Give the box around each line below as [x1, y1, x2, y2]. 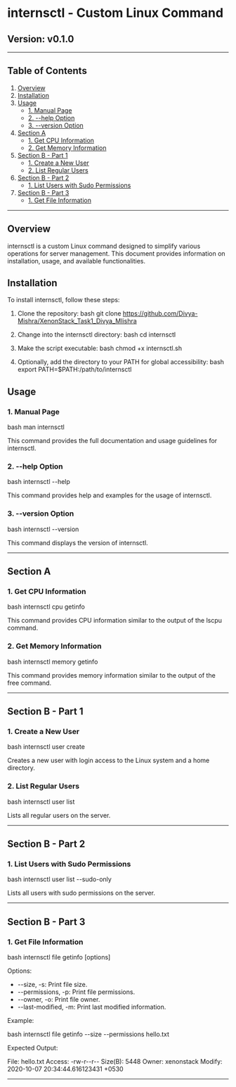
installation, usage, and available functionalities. [7, 256, 146, 265]
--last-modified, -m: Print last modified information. [17, 1002, 166, 1012]
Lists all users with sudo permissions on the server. [7, 889, 156, 897]
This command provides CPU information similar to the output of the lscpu [7, 616, 223, 625]
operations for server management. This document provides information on [7, 249, 226, 258]
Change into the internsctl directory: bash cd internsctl [17, 330, 176, 339]
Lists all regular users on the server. [7, 811, 111, 819]
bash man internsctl [7, 423, 65, 431]
